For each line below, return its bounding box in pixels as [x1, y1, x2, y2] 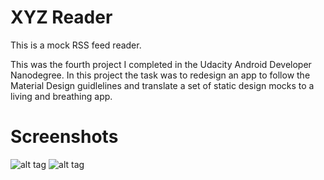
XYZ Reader [10, 6, 113, 29]
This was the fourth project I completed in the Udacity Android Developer [10, 58, 312, 70]
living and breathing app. [10, 90, 113, 102]
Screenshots [10, 126, 119, 148]
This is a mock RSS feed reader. [10, 39, 142, 51]
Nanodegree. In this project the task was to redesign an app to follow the [10, 69, 311, 81]
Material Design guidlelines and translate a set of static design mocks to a [10, 79, 315, 91]
